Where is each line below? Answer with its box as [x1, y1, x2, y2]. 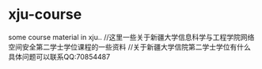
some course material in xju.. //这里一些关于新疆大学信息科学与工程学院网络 [8, 32, 255, 42]
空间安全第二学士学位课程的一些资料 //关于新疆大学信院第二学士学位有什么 [8, 42, 252, 52]
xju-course [8, 5, 82, 24]
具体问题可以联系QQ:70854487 [8, 52, 111, 61]
